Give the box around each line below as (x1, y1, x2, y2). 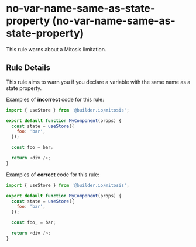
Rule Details (6, 63, 51, 73)
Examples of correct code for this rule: (6, 171, 99, 178)
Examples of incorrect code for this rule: (6, 96, 104, 103)
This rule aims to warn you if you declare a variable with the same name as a (6, 78, 191, 85)
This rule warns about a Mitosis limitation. (6, 46, 106, 53)
